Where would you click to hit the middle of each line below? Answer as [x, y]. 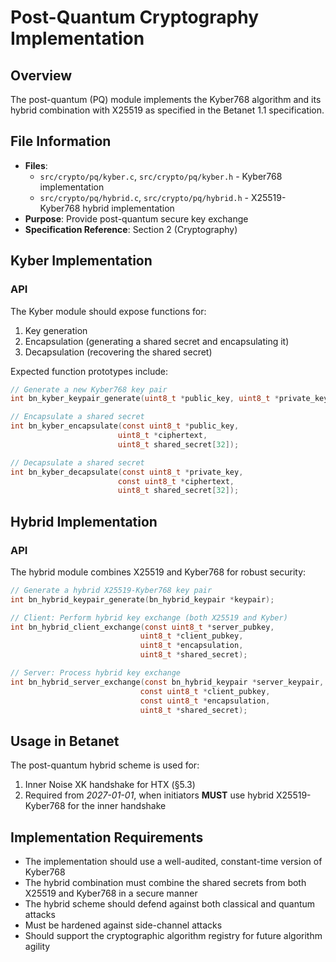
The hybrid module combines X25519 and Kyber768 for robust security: [158, 572]
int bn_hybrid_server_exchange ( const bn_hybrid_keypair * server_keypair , [167, 682]
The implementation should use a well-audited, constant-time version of [173, 862]
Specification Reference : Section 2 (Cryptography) [131, 229]
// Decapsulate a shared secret [77, 462]
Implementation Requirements [107, 837]
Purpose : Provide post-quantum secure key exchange [136, 218]
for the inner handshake [117, 806]
